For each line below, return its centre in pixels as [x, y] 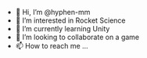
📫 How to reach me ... [52, 46]
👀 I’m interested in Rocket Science [71, 20]
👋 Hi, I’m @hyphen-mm [53, 12]
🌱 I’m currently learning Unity [63, 29]
